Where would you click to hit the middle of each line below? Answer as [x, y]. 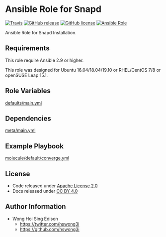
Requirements [27, 48]
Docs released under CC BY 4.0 [45, 191]
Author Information [36, 207]
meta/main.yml [20, 130]
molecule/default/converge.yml [37, 158]
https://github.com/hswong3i [49, 229]
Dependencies [28, 118]
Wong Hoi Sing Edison [35, 219]
